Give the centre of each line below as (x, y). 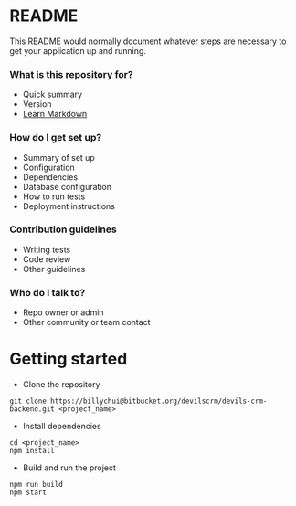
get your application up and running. (78, 50)
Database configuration (67, 186)
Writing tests (47, 249)
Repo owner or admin (63, 312)
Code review (47, 259)
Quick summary (53, 95)
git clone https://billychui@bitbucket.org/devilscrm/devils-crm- (138, 401)
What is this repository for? (72, 74)
